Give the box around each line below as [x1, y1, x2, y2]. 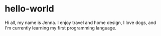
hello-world [5, 3, 55, 14]
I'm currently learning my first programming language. [5, 24, 116, 30]
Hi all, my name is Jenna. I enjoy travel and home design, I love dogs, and [5, 19, 156, 25]
